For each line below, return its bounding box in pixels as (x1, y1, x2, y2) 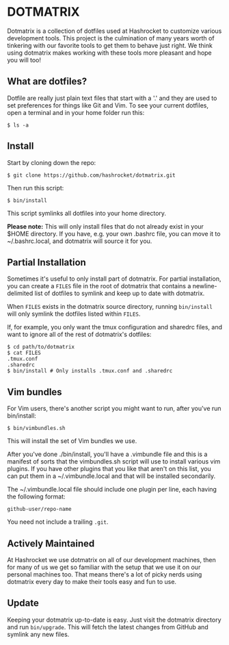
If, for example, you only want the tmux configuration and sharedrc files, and (7, 323, 223, 331)
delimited (7, 289, 33, 298)
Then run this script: (7, 184, 64, 192)
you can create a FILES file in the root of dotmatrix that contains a (7, 282, 191, 290)
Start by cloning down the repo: (7, 158, 96, 166)
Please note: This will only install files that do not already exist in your (7, 222, 204, 230)
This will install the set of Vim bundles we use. (7, 437, 137, 445)
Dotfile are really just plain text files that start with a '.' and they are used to (7, 94, 217, 102)
